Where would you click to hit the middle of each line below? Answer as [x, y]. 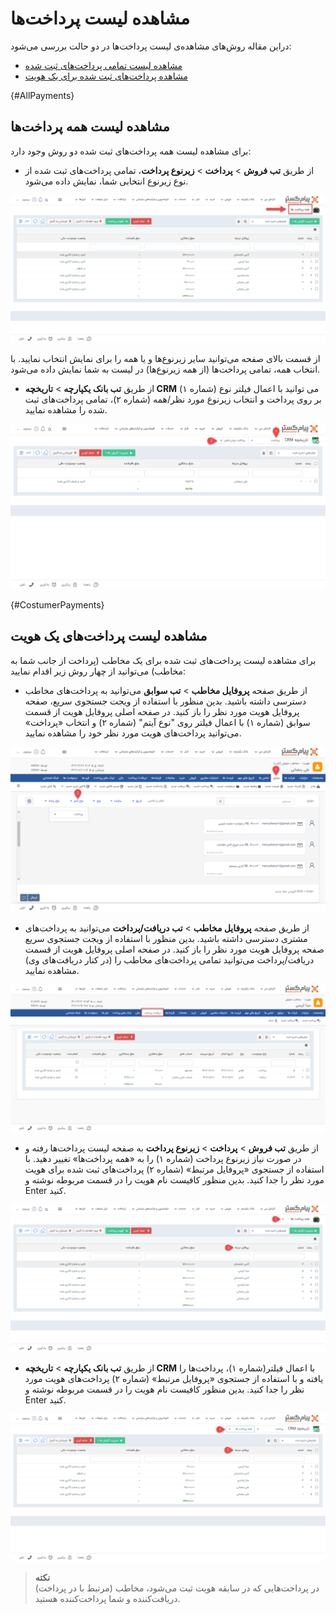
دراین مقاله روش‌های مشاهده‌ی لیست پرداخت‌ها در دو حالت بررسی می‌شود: [151, 46]
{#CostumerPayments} [57, 605]
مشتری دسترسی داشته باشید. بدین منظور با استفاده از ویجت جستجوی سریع [166, 938]
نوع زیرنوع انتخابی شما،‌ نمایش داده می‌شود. [106, 181]
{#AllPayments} [42, 95]
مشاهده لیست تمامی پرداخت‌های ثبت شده [103, 65]
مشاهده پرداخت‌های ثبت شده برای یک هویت [106, 76]
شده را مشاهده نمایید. [66, 410]
